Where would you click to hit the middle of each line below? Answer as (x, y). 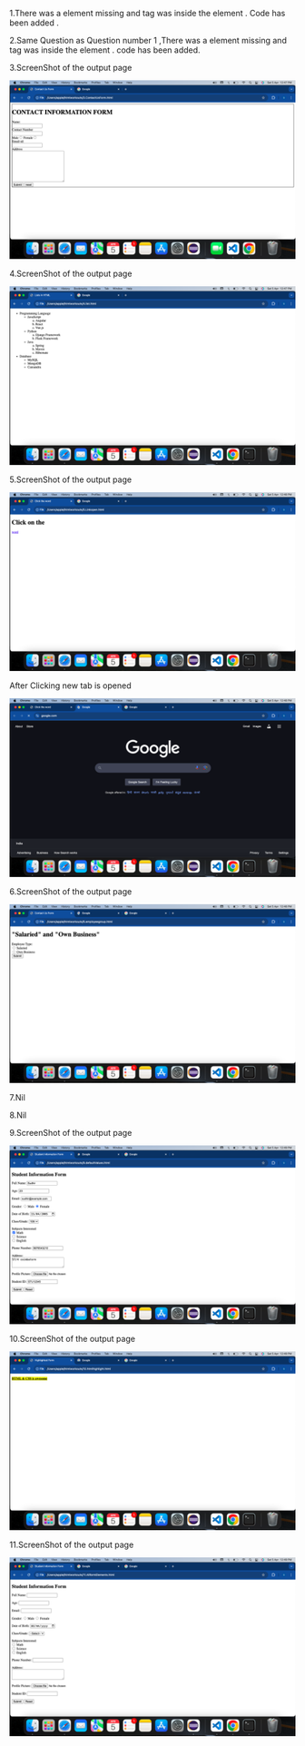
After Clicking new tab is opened (70, 686)
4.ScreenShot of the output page (71, 273)
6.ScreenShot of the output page (71, 892)
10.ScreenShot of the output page (73, 1339)
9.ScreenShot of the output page (71, 1133)
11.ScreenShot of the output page (72, 1544)
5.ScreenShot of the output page (71, 479)
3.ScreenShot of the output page (71, 68)
